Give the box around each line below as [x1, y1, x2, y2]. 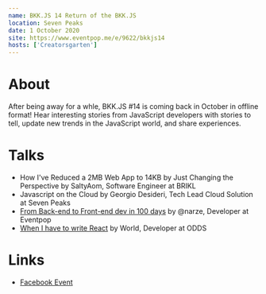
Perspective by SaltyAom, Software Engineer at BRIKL [19, 181, 196, 191]
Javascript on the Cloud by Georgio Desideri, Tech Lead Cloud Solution [19, 190, 254, 199]
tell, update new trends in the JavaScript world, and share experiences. [8, 118, 241, 128]
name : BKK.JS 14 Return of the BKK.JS [8, 11, 137, 20]
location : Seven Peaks [8, 19, 83, 27]
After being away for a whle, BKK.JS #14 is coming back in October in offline [8, 102, 259, 111]
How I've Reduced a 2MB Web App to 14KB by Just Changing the [19, 172, 234, 182]
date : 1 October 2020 [8, 26, 80, 34]
